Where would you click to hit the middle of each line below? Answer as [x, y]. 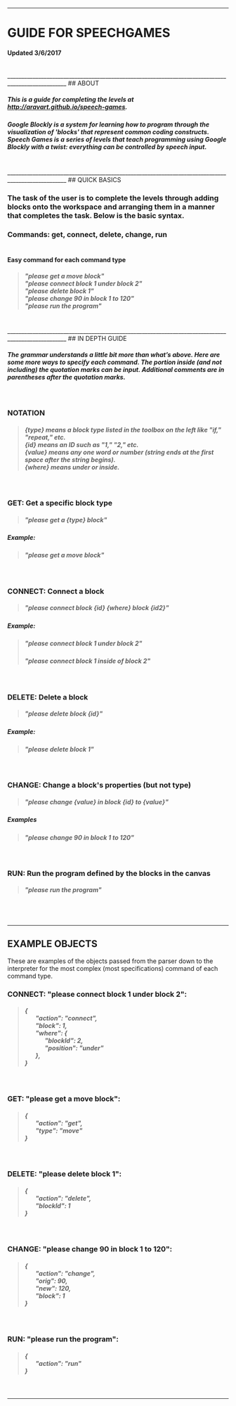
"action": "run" [59, 1363]
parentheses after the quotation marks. [66, 377]
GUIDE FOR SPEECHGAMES [89, 33]
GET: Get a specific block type [60, 503]
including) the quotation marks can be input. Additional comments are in [116, 369]
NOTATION [26, 413]
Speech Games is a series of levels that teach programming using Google [117, 140]
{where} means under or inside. [72, 467]
